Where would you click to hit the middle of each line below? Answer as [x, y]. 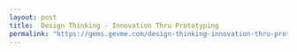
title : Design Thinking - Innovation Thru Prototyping [114, 26]
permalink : [29, 33]
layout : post [33, 17]
